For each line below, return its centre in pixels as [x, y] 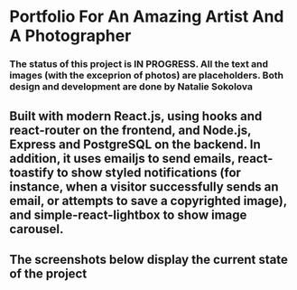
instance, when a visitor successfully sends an [144, 187]
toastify [32, 172]
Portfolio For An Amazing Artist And [147, 17]
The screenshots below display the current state [149, 259]
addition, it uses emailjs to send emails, [122, 159]
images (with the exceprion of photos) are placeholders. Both [147, 76]
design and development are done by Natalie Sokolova [131, 87]
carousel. [37, 229]
